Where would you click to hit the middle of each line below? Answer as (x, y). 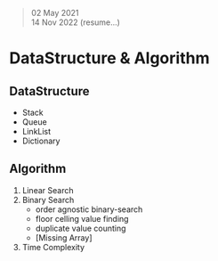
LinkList (36, 131)
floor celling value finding (82, 218)
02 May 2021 (55, 13)
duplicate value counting (81, 228)
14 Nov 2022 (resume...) (75, 22)
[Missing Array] (64, 237)
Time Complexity (53, 247)
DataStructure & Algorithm (109, 58)
